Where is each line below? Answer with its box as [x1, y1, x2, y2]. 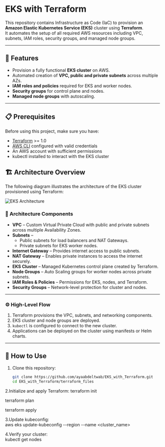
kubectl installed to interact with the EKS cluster [12, 153, 110, 159]
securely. [12, 258, 31, 264]
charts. [12, 333, 27, 339]
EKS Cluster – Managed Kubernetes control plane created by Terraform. [12, 263, 159, 269]
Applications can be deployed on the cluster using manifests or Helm [12, 328, 152, 334]
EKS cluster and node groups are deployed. [12, 317, 101, 323]
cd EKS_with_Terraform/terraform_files [12, 379, 94, 384]
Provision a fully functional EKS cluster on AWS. [12, 67, 110, 73]
